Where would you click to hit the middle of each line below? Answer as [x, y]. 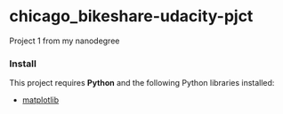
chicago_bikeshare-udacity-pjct [131, 16]
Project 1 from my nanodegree [65, 41]
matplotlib [40, 100]
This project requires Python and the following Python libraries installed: [142, 83]
